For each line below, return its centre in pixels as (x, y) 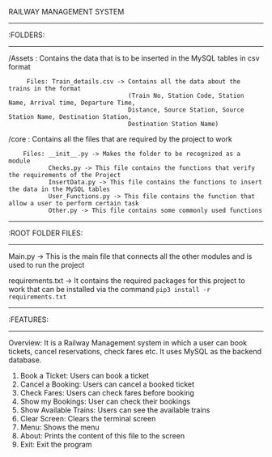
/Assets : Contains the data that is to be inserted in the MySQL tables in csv (134, 58)
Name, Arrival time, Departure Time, (72, 103)
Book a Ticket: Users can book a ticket (85, 376)
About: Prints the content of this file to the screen (102, 436)
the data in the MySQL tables (59, 189)
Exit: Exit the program (56, 444)
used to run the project (47, 265)
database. (25, 360)
